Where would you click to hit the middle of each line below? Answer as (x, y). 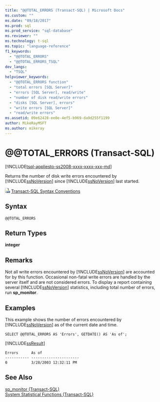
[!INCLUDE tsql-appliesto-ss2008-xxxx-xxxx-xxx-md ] (58, 166)
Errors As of (24, 353)
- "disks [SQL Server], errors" (42, 103)
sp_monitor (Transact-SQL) (32, 389)
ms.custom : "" (19, 15)
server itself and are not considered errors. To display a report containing (79, 282)
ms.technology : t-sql (27, 41)
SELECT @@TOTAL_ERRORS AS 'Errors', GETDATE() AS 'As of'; (66, 334)
